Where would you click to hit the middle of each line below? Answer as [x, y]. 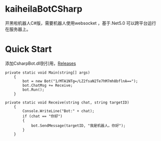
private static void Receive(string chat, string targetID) [67, 102]
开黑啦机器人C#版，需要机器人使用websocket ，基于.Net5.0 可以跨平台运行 [81, 23]
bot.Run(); [34, 90]
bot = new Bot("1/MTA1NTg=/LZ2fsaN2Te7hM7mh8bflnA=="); [80, 81]
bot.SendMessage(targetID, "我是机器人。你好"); [78, 125]
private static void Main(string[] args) [48, 72]
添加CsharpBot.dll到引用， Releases [41, 63]
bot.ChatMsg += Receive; [48, 85]
